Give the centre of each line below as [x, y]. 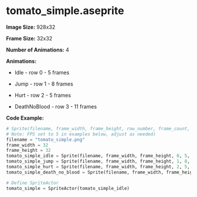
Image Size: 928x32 [31, 27]
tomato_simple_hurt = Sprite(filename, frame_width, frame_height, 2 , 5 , [98, 167]
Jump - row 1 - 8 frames [44, 84]
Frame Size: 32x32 [29, 38]
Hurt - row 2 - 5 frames [43, 95]
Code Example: [25, 118]
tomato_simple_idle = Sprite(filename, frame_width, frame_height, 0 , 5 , [98, 156]
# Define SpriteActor [33, 183]
